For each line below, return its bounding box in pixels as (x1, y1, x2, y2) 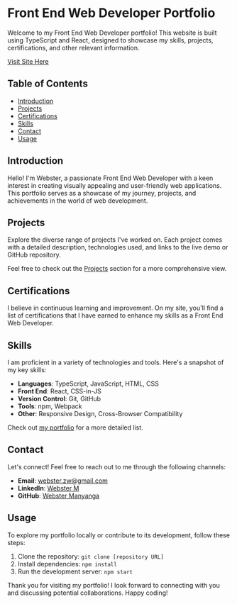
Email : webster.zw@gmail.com (17, 476, 109, 485)
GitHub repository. (7, 250, 62, 259)
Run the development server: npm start (17, 567, 133, 576)
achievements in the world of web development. (7, 196, 148, 205)
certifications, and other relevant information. (7, 43, 140, 52)
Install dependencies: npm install (17, 559, 117, 568)
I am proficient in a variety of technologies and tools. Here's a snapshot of (7, 358, 224, 367)
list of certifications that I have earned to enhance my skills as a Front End (7, 311, 224, 320)
